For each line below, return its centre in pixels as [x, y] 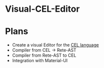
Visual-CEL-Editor [42, 9]
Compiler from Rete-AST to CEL [44, 55]
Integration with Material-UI [40, 61]
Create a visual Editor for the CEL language [55, 45]
